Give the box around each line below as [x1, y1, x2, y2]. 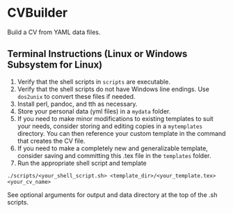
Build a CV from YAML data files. [7, 28, 101, 36]
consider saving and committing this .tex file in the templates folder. [17, 151, 211, 159]
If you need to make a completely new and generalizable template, [17, 144, 209, 152]
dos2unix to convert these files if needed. [17, 92, 136, 100]
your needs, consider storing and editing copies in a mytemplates [17, 122, 203, 130]
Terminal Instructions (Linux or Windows [7, 48, 188, 60]
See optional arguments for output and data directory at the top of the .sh [7, 190, 218, 199]
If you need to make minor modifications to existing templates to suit [17, 114, 214, 123]
